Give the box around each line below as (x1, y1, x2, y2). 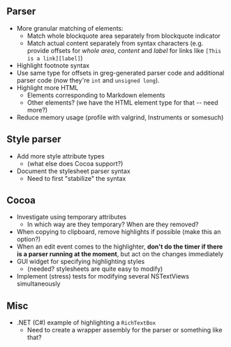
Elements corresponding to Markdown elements (27, 91, 165, 99)
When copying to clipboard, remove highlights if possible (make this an (16, 228, 221, 236)
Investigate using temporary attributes (16, 213, 127, 221)
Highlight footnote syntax (16, 61, 90, 69)
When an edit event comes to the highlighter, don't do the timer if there (16, 242, 223, 251)
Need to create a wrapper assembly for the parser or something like (27, 326, 223, 334)
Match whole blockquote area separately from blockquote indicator (27, 31, 221, 40)
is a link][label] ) (27, 54, 83, 62)
